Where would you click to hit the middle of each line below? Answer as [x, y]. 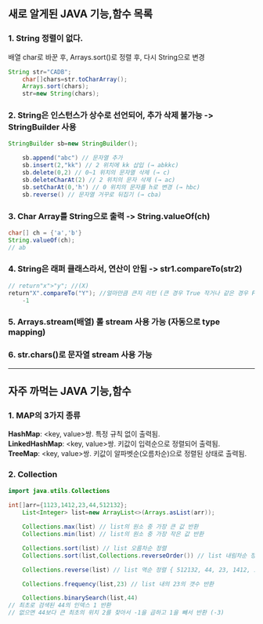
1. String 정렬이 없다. [46, 38]
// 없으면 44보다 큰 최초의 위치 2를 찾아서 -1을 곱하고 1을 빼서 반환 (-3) [116, 613]
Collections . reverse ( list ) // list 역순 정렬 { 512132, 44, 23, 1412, [136, 570]
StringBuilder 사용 [42, 127]
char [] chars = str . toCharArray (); [75, 79]
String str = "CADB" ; [40, 72]
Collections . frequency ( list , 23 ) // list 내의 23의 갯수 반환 [118, 584]
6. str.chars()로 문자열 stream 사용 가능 [80, 355]
